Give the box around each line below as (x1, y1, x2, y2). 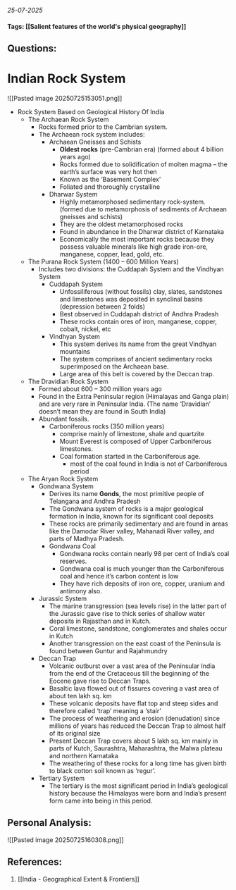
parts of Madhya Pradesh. (49, 534, 125, 543)
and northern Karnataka (49, 751, 118, 760)
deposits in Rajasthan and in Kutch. (49, 617, 151, 625)
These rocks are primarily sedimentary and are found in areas (49, 519, 229, 528)
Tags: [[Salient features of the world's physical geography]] (7, 22, 187, 30)
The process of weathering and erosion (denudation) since (49, 714, 221, 722)
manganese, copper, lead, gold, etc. (59, 249, 164, 258)
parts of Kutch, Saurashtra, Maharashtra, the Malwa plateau (49, 743, 223, 753)
